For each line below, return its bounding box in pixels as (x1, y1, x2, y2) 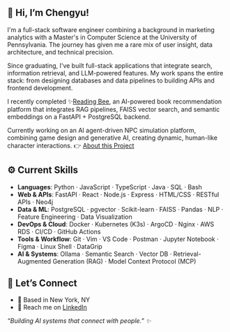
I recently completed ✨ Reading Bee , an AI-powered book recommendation (7, 97, 222, 106)
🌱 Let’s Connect (7, 277, 77, 289)
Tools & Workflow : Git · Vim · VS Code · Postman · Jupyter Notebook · (17, 235, 219, 243)
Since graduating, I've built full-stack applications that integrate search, (7, 61, 213, 70)
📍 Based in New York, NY (17, 296, 91, 304)
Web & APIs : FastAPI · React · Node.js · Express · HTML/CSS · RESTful (17, 190, 220, 199)
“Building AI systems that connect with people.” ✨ (7, 317, 151, 325)
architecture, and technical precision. (7, 48, 114, 56)
